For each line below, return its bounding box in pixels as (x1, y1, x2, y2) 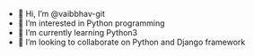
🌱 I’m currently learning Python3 (17, 28, 138, 37)
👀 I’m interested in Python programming (17, 18, 165, 28)
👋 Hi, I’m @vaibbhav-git (17, 9, 105, 19)
